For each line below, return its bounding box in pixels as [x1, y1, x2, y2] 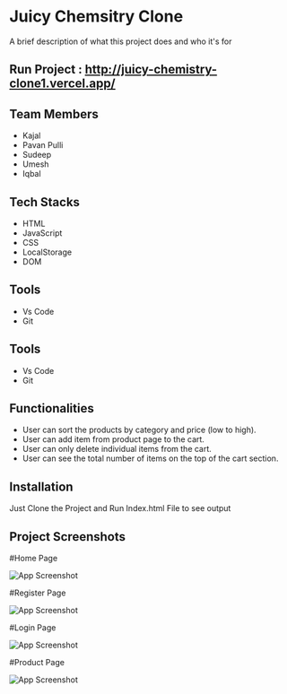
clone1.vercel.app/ [9, 76, 117, 91]
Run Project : [9, 62, 83, 77]
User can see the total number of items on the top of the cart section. [22, 453, 279, 464]
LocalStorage [22, 247, 73, 257]
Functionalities [9, 401, 94, 416]
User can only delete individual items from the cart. [22, 444, 213, 455]
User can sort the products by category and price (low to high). [22, 424, 257, 436]
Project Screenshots [9, 529, 126, 544]
